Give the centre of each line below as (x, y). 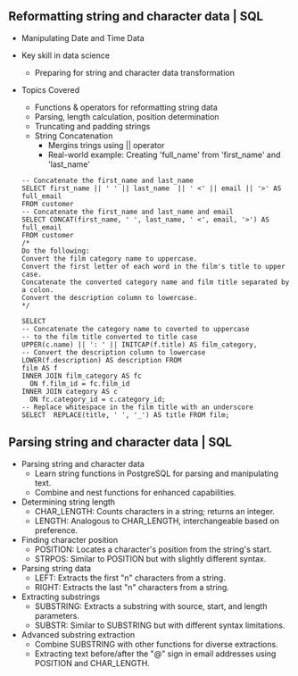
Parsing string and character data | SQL (120, 442)
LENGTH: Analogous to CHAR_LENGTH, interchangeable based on (157, 521)
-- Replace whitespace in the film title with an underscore (137, 407)
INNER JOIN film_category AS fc (81, 376)
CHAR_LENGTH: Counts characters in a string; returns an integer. (155, 511)
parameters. (57, 615)
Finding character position (69, 539)
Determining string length (68, 502)
